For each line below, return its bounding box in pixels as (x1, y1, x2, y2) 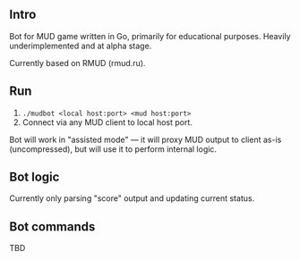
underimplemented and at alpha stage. (9, 40, 152, 51)
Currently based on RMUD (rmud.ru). (9, 57, 146, 68)
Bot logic (9, 170, 60, 185)
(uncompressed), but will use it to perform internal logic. (9, 143, 218, 155)
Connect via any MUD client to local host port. (21, 116, 193, 128)
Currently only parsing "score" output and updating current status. (9, 193, 255, 204)
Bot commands (9, 219, 96, 234)
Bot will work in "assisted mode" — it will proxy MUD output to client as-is (9, 134, 282, 145)
